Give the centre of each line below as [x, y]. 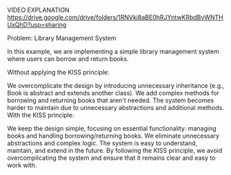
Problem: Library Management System [62, 38]
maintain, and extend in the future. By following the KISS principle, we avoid [115, 150]
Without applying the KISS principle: [58, 72]
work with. [22, 165]
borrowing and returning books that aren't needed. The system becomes [111, 100]
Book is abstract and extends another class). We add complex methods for [113, 93]
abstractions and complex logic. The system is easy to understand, [102, 143]
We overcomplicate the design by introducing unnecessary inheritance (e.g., [116, 85]
